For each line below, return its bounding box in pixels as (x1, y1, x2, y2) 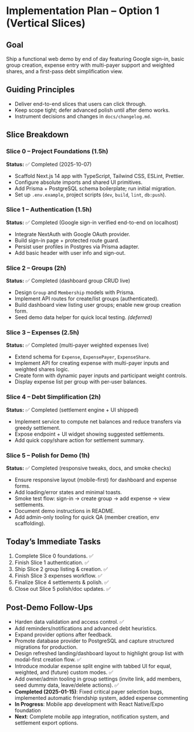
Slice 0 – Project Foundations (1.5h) (6, 148, 108, 156)
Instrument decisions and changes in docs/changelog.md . (14, 112, 151, 119)
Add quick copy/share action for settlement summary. (14, 436, 145, 443)
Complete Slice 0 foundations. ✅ (14, 552, 94, 559)
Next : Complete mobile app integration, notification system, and (14, 713, 170, 720)
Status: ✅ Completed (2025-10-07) (6, 160, 92, 167)
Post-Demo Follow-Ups (6, 603, 93, 613)
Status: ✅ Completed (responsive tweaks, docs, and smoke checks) (6, 464, 172, 471)
